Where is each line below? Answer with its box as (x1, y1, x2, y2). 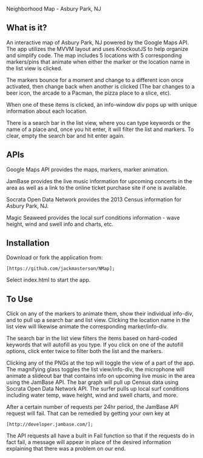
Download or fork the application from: (6, 254, 103, 261)
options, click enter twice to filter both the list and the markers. (6, 348, 163, 355)
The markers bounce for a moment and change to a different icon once (6, 76, 184, 84)
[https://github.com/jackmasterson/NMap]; (6, 266, 115, 272)
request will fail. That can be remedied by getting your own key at (6, 409, 170, 417)
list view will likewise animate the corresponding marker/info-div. (6, 323, 168, 330)
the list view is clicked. (6, 64, 62, 72)
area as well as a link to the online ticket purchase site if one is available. (6, 184, 187, 191)
